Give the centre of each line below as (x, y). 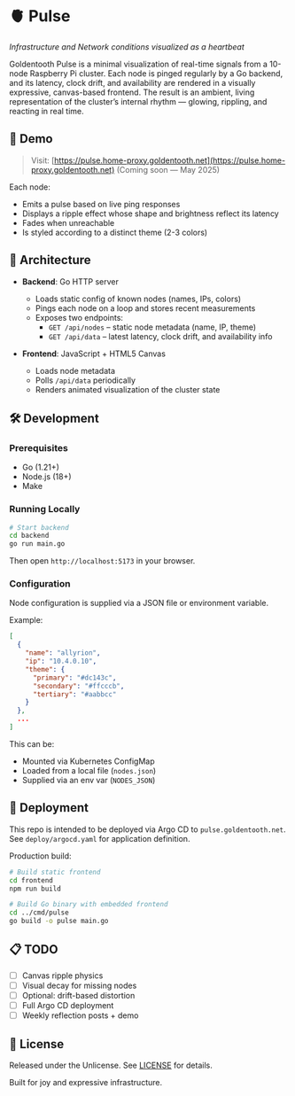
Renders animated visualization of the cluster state (128, 389)
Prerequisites (39, 447)
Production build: (41, 856)
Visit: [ (43, 160)
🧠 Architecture (50, 260)
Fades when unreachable (68, 222)
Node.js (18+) (47, 477)
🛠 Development (54, 418)
